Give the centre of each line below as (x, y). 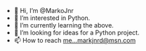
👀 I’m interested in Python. (52, 18)
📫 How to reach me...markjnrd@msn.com (75, 40)
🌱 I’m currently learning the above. (64, 25)
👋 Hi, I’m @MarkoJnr (44, 11)
